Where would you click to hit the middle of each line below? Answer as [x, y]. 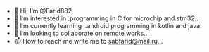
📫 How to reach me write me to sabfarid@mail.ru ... [88, 41]
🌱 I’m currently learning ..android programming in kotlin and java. [108, 26]
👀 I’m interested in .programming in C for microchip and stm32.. [106, 18]
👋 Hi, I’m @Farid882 [43, 11]
